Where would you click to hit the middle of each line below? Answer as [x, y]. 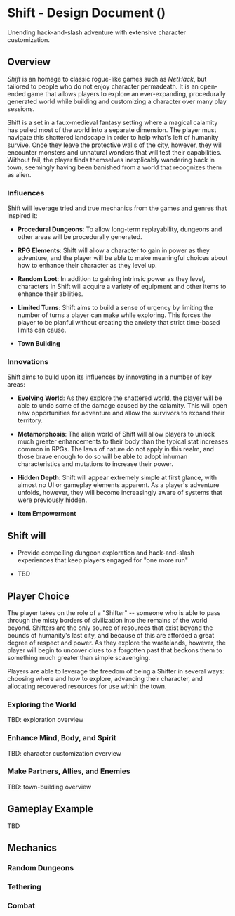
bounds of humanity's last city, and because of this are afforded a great [111, 635]
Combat [21, 905]
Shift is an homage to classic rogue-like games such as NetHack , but [107, 79]
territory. [30, 420]
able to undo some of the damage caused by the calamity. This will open [122, 406]
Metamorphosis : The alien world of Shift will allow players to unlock [116, 434]
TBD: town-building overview [49, 787]
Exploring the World [42, 704]
